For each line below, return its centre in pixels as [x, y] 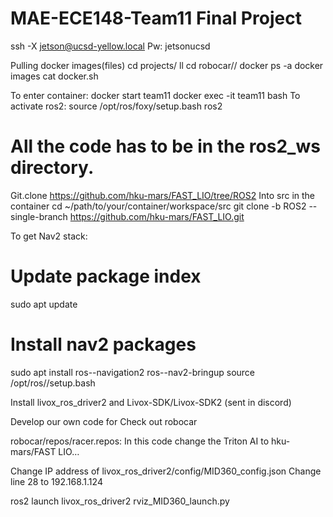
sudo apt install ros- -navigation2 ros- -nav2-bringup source [133, 372]
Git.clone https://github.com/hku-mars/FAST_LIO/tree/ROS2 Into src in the [163, 195]
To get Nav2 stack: [49, 236]
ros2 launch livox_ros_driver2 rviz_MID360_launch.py [120, 501]
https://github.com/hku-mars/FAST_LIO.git [157, 216]
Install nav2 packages [103, 344]
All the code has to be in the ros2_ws [165, 146]
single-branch [39, 216]
